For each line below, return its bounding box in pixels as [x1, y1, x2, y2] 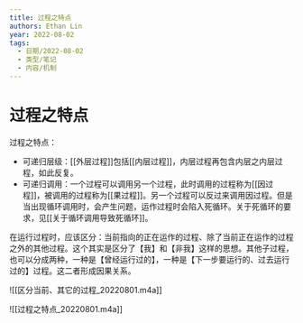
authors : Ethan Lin [9, 22, 83, 31]
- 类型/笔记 [17, 55, 57, 64]
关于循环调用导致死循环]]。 [52, 212, 153, 223]
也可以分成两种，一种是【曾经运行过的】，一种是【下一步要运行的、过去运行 [9, 254, 290, 264]
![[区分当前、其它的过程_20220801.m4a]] [9, 284, 162, 295]
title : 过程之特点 [9, 13, 72, 23]
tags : [9, 38, 30, 48]
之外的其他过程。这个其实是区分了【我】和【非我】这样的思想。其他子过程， [9, 243, 294, 254]
